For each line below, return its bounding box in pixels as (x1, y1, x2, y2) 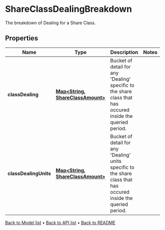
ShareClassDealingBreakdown (5, 3, 132, 15)
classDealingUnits (7, 170, 51, 177)
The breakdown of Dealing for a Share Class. (5, 20, 96, 26)
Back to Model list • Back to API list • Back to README (5, 220, 115, 226)
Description (110, 48, 138, 55)
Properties (5, 34, 38, 42)
